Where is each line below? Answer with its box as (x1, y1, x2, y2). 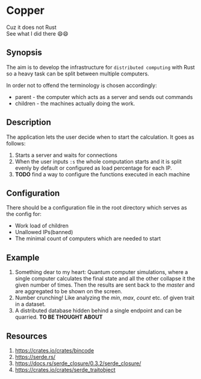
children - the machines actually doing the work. (14, 100, 135, 107)
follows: (6, 139, 26, 147)
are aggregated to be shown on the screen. (14, 288, 123, 295)
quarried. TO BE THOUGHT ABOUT (14, 313, 104, 320)
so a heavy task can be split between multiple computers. (6, 70, 149, 77)
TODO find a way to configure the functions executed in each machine (14, 170, 190, 178)
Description (6, 117, 51, 127)
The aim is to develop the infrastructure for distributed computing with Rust (6, 63, 195, 71)
